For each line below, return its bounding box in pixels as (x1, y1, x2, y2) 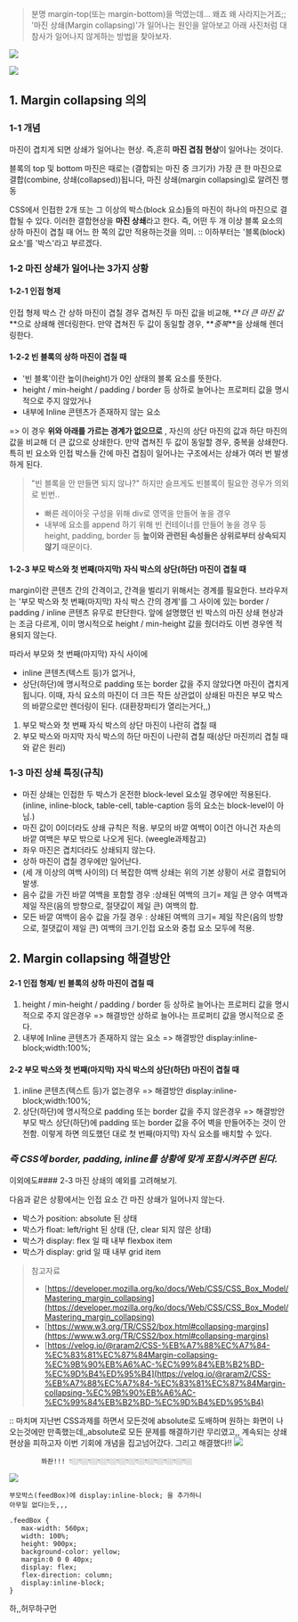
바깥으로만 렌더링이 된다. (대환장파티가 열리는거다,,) (31, 701, 212, 712)
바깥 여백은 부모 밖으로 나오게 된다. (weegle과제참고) (21, 833, 207, 844)
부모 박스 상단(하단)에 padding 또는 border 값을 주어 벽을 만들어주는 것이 (21, 1117, 278, 1128)
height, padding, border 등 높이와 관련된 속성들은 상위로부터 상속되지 (44, 531, 286, 541)
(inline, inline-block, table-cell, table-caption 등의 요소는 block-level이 (21, 800, 275, 811)
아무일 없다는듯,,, (9, 1500, 68, 1510)
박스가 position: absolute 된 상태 (21, 1213, 138, 1223)
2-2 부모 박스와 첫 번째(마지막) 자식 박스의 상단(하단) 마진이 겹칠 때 (9, 1064, 240, 1074)
